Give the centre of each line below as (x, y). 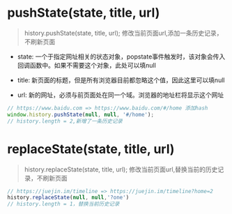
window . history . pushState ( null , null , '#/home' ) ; (81, 114)
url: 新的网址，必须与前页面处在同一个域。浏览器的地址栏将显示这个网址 (121, 95)
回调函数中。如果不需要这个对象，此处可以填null (87, 65)
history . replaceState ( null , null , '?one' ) (68, 198)
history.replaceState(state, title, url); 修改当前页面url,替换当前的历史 (121, 169)
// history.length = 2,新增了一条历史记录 (65, 121)
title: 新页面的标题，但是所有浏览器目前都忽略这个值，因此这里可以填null (121, 80)
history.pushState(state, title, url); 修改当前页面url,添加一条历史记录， (123, 33)
